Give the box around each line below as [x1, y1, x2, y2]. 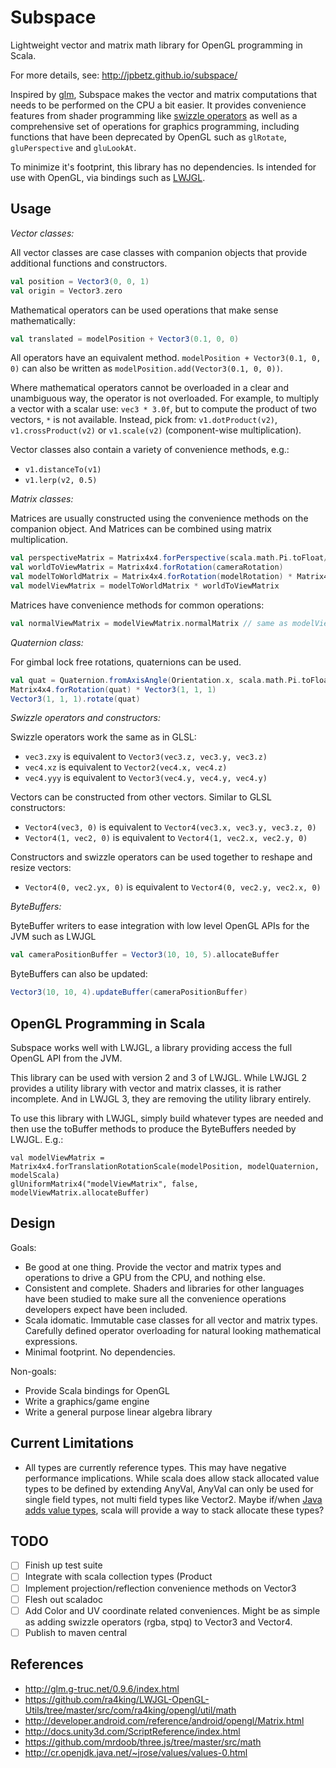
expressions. [24, 1335, 78, 1347]
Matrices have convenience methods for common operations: [10, 599, 265, 611]
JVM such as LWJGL [10, 931, 97, 943]
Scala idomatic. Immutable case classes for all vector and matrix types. [24, 1314, 318, 1326]
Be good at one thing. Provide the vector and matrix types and [24, 1261, 282, 1273]
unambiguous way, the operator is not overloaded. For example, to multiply [10, 392, 320, 405]
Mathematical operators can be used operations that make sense [10, 304, 279, 316]
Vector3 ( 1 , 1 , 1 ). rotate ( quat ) [10, 694, 141, 704]
